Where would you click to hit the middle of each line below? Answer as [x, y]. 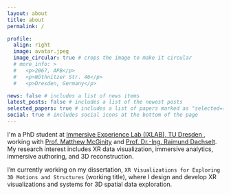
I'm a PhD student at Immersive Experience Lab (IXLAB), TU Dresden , [107, 134]
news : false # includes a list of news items [73, 96]
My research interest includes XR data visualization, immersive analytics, [110, 149]
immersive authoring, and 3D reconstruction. [70, 156]
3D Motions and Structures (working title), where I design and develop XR [112, 176]
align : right [32, 45]
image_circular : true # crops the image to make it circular [103, 58]
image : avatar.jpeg [41, 51]
